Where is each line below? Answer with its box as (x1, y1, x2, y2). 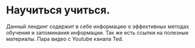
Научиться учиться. (6, 4, 110, 17)
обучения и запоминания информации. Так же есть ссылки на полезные (6, 29, 189, 36)
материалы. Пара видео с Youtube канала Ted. (6, 35, 123, 42)
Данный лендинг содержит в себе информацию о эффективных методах (6, 23, 189, 30)
